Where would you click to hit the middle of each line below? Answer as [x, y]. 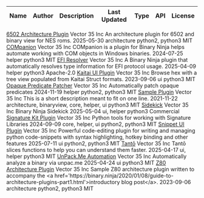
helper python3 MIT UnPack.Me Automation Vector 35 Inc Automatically [97, 156]
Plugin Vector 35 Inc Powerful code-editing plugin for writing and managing [101, 130]
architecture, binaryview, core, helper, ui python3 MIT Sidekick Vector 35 [98, 105]
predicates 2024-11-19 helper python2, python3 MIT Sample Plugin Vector [99, 92]
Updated [114, 19]
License [183, 16]
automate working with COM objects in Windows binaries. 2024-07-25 [95, 53]
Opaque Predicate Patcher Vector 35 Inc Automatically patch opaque [93, 85]
